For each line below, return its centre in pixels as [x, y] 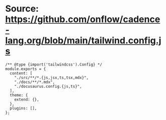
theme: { [19, 95]
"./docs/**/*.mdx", [35, 82]
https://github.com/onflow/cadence [83, 19]
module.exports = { [26, 69]
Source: [22, 9]
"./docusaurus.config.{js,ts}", [48, 86]
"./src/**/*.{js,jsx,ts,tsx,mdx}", [52, 77]
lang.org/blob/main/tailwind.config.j [83, 41]
